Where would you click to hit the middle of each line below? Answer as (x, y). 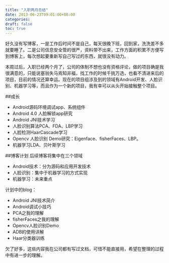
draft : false (19, 24)
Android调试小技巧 (32, 207)
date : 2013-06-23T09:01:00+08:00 (40, 15)
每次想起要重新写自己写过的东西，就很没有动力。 (78, 56)
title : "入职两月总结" (27, 10)
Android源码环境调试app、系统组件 (49, 107)
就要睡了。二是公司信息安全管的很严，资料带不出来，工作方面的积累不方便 (82, 50)
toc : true (16, 29)
